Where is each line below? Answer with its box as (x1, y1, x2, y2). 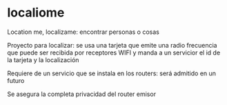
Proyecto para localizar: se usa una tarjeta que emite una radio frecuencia (7, 41, 217, 49)
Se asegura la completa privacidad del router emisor (7, 90, 157, 98)
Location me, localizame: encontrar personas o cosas (7, 28, 160, 36)
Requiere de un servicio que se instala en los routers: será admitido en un (7, 69, 216, 77)
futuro (7, 76, 25, 84)
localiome (7, 5, 65, 21)
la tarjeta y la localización (7, 55, 79, 64)
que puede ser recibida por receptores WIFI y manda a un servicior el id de (7, 48, 221, 57)
